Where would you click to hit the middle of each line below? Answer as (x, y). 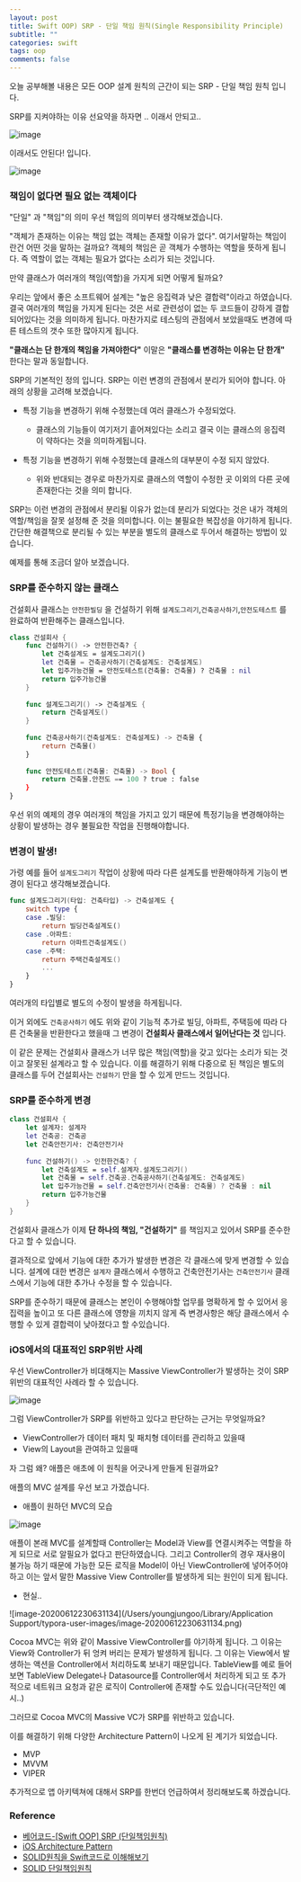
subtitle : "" (34, 34)
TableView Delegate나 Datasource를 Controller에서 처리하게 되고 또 (147, 1676)
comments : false (40, 59)
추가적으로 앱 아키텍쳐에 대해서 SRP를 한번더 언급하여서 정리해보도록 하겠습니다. (150, 1792)
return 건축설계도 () (75, 713)
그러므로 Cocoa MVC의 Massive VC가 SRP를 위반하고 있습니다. (122, 1717)
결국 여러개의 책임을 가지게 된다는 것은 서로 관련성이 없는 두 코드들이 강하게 (141, 308)
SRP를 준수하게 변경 (50, 1100)
